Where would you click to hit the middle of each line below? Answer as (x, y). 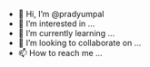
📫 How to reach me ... (60, 53)
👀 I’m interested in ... (56, 24)
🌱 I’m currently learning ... (66, 33)
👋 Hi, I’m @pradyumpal (61, 14)
